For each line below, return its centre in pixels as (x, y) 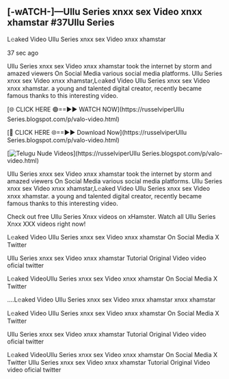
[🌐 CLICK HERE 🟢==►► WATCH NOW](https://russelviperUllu (96, 109)
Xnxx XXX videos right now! (46, 224)
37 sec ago (23, 53)
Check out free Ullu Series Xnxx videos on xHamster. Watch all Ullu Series (111, 216)
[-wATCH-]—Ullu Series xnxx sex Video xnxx (105, 12)
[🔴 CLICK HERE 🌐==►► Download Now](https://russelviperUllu (97, 132)
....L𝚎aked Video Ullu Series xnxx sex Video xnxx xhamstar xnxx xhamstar (111, 299)
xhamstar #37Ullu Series (61, 23)
